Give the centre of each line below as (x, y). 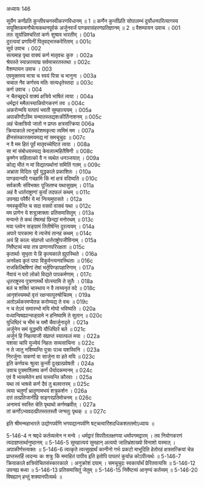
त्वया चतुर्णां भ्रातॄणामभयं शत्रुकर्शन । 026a (47, 391)
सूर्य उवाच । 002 (24, 48)
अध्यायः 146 (19, 9)
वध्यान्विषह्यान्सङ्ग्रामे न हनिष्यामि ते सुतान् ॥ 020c (54, 315)
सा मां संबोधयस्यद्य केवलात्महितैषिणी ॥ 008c (49, 151)
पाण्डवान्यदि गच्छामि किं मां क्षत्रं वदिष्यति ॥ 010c (52, 178)
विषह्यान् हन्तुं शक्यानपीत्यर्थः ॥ (34, 477)
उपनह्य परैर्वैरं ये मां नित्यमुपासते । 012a (44, 199)
